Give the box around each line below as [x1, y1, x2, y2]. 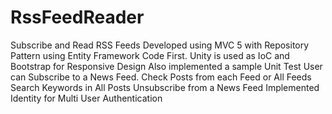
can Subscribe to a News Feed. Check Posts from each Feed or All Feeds [10, 71, 312, 83]
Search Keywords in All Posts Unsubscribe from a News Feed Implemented [10, 81, 320, 93]
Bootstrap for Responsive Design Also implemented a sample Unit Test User [10, 60, 323, 72]
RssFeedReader [10, 6, 145, 29]
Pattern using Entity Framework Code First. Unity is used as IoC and [10, 49, 290, 61]
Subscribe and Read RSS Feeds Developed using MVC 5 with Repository [10, 39, 310, 51]
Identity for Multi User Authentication [10, 92, 163, 104]
